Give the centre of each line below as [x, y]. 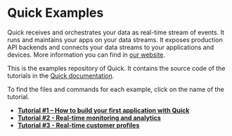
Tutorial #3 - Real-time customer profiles [78, 125]
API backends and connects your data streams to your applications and [111, 47]
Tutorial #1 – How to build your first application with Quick [103, 110]
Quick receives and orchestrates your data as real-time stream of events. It [116, 32]
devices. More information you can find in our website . [86, 55]
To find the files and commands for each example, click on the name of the [116, 89]
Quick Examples [56, 13]
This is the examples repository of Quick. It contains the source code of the [116, 68]
